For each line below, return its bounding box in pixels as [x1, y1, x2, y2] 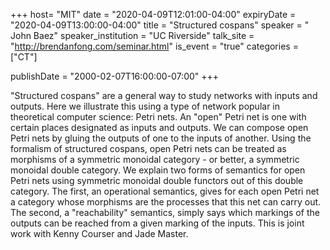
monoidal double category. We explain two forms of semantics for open [10, 164, 306, 176]
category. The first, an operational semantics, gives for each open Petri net [10, 185, 320, 197]
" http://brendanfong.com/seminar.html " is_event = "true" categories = [10, 40, 299, 52]
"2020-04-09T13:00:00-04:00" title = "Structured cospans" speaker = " [10, 19, 310, 31]
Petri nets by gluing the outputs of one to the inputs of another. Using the [10, 132, 312, 144]
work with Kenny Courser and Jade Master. [10, 228, 189, 239]
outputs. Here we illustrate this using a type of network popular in [10, 100, 281, 112]
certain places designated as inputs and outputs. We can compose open [10, 122, 309, 133]
